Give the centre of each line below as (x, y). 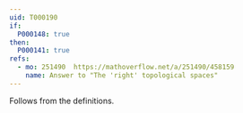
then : (19, 42)
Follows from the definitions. (62, 101)
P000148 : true (43, 34)
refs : (19, 59)
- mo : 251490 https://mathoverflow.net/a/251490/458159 (126, 68)
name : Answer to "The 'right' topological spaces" (122, 76)
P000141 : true (43, 51)
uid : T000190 (34, 17)
